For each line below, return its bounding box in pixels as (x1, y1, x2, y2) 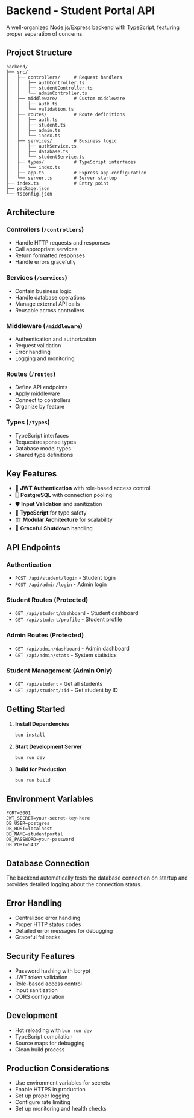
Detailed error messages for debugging (14, 927, 113, 934)
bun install (14, 732, 45, 738)
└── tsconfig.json (6, 191, 52, 197)
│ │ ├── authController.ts (6, 79, 85, 85)
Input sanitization (14, 986, 58, 993)
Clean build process (14, 1045, 65, 1053)
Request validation (14, 342, 61, 349)
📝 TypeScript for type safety (14, 509, 87, 516)
